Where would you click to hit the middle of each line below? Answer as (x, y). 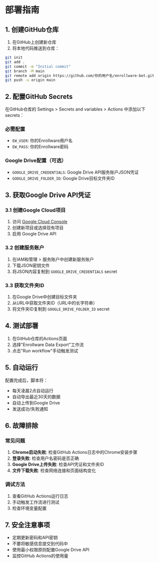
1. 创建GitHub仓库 (32, 29)
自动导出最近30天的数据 (36, 397)
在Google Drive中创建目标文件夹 (44, 297)
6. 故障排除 (22, 425)
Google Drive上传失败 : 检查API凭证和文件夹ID (58, 465)
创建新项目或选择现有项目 (38, 228)
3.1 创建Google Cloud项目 (35, 210)
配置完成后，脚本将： (26, 380)
